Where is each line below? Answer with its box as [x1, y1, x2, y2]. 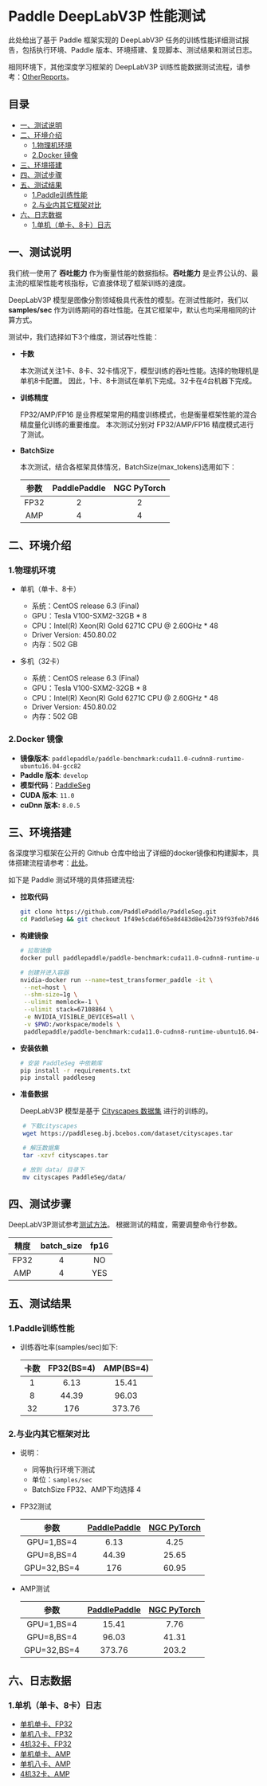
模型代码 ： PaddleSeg [19, 780, 92, 790]
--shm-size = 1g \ [23, 991, 78, 999]
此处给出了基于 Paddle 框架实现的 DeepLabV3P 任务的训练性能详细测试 [8, 35, 243, 45]
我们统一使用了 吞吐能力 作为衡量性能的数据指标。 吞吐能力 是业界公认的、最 [8, 268, 259, 277]
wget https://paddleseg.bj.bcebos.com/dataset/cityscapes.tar [22, 1129, 234, 1138]
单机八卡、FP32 [19, 1729, 73, 1739]
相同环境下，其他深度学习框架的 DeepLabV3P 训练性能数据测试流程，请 [8, 61, 244, 72]
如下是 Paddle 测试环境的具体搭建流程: [8, 875, 135, 885]
